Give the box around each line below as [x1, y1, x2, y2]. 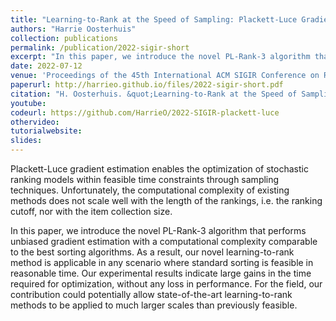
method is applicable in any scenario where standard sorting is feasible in [10, 257, 314, 268]
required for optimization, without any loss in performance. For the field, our [10, 278, 323, 290]
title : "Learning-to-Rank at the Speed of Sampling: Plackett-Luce [10, 14, 298, 25]
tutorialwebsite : [10, 126, 83, 136]
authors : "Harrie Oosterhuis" [10, 24, 137, 34]
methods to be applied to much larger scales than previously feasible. [10, 299, 298, 311]
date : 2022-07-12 [10, 61, 83, 71]
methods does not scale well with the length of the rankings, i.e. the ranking [10, 195, 323, 206]
